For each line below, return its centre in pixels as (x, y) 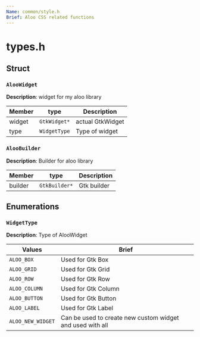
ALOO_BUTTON (26, 299)
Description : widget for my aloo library (54, 97)
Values (32, 249)
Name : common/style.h (33, 12)
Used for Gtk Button (88, 298)
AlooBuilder (24, 149)
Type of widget (97, 132)
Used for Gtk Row (85, 279)
